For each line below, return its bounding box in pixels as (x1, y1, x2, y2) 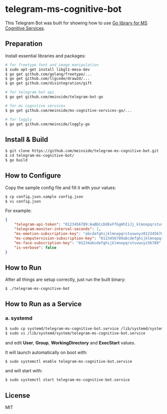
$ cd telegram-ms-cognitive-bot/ (5, 153, 75, 158)
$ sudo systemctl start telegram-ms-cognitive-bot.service (5, 377, 130, 383)
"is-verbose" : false (14, 245, 57, 250)
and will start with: (5, 368, 43, 374)
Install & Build (5, 135, 48, 143)
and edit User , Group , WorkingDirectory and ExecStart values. (5, 340, 136, 345)
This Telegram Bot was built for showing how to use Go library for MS (5, 20, 148, 26)
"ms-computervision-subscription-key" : (14, 236, 97, 241)
